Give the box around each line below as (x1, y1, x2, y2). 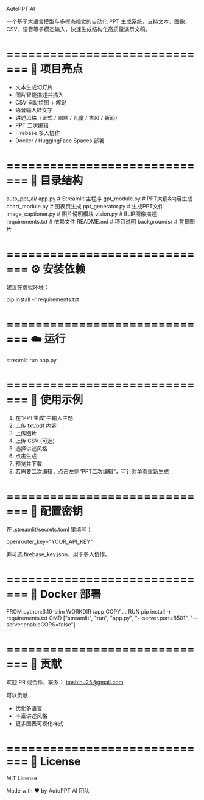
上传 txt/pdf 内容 (15, 422, 57, 429)
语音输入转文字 (15, 106, 53, 114)
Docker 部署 (40, 587, 102, 601)
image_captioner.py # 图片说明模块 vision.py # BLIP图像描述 (6, 210, 157, 218)
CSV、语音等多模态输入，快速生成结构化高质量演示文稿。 (6, 26, 151, 32)
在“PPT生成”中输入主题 (15, 414, 74, 421)
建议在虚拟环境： (6, 284, 49, 291)
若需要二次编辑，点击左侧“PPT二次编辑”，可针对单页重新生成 (15, 468, 169, 475)
